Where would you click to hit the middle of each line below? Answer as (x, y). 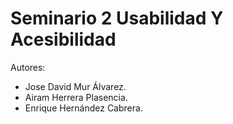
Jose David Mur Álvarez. (75, 86)
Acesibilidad (63, 39)
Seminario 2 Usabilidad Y (117, 18)
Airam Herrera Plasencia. (76, 97)
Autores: (28, 67)
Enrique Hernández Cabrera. (83, 108)
